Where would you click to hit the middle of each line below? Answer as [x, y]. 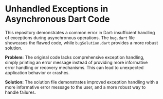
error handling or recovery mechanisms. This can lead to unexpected [74, 67]
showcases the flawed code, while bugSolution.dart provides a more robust [81, 42]
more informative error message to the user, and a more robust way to [75, 87]
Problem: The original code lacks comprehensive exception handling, [75, 57]
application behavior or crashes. [37, 72]
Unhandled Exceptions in [57, 9]
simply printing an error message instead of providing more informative [76, 62]
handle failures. [20, 92]
